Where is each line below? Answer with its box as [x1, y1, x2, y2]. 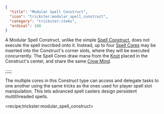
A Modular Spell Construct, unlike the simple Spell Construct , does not [5, 37, 150, 43]
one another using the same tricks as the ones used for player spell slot [5, 83, 152, 89]
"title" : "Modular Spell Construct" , [9, 9, 88, 14]
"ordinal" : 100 [9, 23, 41, 28]
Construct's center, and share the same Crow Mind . [5, 58, 111, 64]
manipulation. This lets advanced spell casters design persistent [5, 88, 137, 94]
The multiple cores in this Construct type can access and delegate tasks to [5, 77, 159, 83]
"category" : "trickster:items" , [9, 18, 77, 23]
